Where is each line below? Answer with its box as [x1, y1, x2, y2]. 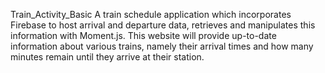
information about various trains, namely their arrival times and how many [10, 40, 314, 52]
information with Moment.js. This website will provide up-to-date [10, 30, 277, 41]
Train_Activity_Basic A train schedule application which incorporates [10, 9, 292, 20]
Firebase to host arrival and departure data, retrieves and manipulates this [10, 19, 316, 31]
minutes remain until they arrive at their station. [10, 51, 205, 63]
